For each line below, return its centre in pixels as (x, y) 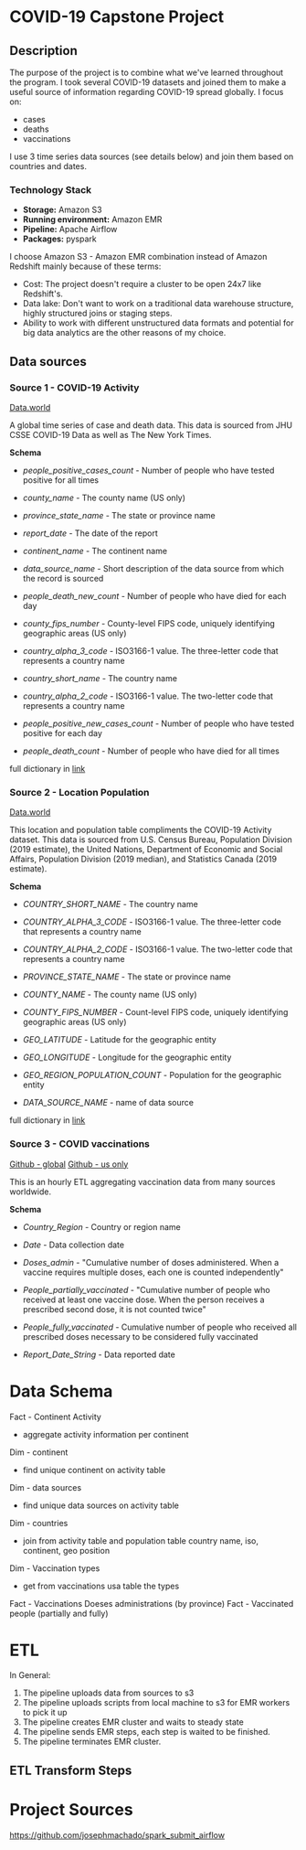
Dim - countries (39, 1523)
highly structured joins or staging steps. (97, 314)
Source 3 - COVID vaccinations (80, 1144)
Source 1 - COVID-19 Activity (74, 388)
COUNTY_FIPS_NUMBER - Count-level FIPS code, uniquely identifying (155, 1012)
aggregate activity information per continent (106, 1434)
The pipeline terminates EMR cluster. (92, 1742)
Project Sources (72, 1810)
